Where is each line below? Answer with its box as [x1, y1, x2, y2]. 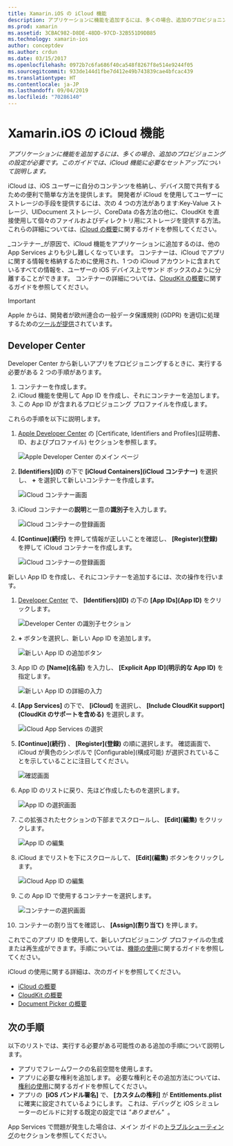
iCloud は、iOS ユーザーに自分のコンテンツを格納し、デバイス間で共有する [8, 181, 221, 190]
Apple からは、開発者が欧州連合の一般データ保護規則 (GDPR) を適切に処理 [8, 310, 220, 319]
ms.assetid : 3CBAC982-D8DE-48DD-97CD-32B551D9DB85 [8, 29, 156, 37]
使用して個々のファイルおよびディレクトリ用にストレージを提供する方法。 [13, 216, 225, 225]
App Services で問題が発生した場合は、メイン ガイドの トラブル [8, 1122, 189, 1131]
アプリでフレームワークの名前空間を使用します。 [17, 1064, 156, 1073]
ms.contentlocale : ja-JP [8, 81, 79, 88]
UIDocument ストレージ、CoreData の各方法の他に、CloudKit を [31, 207, 214, 216]
